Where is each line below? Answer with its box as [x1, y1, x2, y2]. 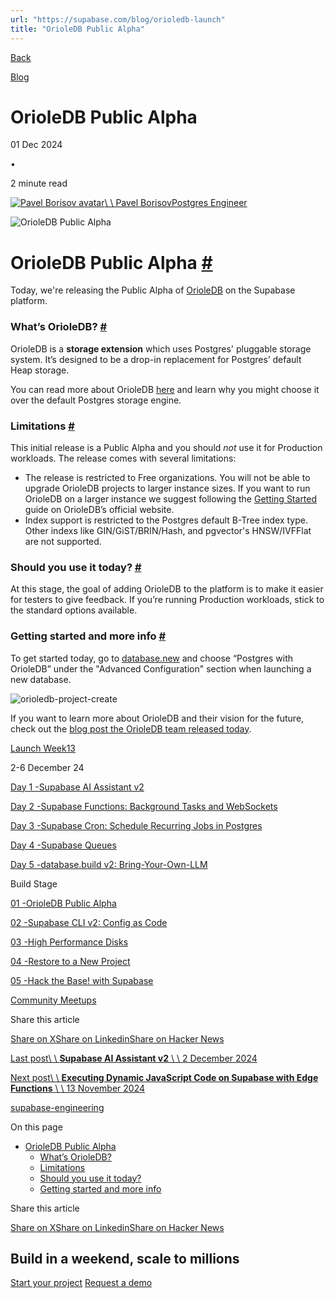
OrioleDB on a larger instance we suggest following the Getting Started [24, 492, 318, 505]
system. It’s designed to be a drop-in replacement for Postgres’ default [10, 353, 302, 365]
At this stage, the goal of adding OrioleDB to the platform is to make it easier [10, 583, 324, 595]
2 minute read [10, 177, 68, 190]
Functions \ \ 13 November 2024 [10, 1082, 146, 1094]
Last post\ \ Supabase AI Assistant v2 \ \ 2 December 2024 [10, 1052, 258, 1064]
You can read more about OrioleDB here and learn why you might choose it [10, 383, 320, 395]
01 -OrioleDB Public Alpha [10, 897, 117, 909]
